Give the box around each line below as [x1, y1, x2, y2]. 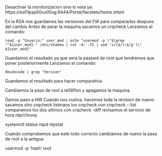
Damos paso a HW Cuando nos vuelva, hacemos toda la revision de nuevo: [5, 97, 155, 102]
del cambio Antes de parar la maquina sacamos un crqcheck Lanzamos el [5, 24, 153, 29]
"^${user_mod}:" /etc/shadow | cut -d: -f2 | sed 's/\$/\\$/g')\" [5, 43, 142, 47]
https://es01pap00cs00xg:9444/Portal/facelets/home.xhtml [5, 9, 125, 15]
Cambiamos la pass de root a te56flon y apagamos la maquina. [5, 87, 131, 93]
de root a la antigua [5, 136, 44, 142]
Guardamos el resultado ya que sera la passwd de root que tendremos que [5, 55, 155, 61]
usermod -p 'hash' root [5, 145, 51, 151]
